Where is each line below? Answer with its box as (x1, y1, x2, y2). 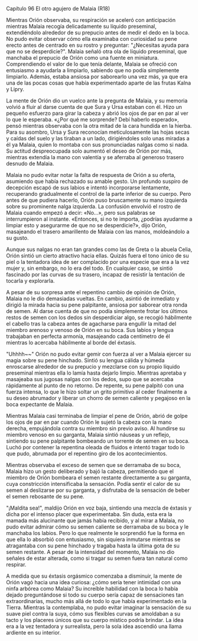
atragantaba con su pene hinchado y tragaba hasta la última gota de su (6, 542, 180, 549)
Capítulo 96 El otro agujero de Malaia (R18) (6, 5, 111, 12)
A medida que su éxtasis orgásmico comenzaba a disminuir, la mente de (6, 572, 183, 579)
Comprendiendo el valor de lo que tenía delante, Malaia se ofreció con (6, 60, 177, 67)
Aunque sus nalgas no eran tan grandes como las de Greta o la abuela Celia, (6, 246, 193, 253)
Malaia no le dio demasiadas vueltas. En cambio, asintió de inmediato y (6, 295, 180, 302)
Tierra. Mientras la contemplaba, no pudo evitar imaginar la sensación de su (6, 604, 191, 611)
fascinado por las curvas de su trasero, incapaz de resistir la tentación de (6, 271, 185, 278)
